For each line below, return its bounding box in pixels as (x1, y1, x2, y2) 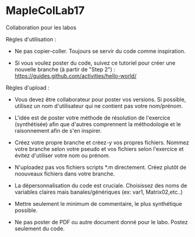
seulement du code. (14, 225, 65, 232)
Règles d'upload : (5, 83, 50, 91)
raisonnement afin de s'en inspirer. (14, 127, 102, 134)
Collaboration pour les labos (5, 24, 77, 31)
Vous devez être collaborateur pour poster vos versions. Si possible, (14, 96, 186, 103)
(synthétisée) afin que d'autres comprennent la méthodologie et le (14, 120, 181, 128)
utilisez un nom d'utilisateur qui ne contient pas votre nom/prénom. (14, 102, 183, 110)
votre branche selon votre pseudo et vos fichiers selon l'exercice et (14, 145, 184, 152)
